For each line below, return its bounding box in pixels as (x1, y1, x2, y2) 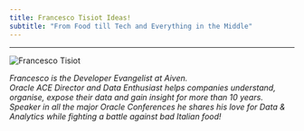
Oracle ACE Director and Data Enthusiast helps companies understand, (9, 82, 276, 93)
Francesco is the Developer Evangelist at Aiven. (9, 72, 188, 83)
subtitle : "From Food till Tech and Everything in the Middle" (9, 22, 253, 31)
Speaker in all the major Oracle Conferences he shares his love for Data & (9, 101, 286, 112)
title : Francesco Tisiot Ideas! (9, 13, 131, 23)
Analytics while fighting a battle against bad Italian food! (9, 110, 222, 122)
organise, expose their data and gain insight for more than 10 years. (9, 91, 264, 102)
